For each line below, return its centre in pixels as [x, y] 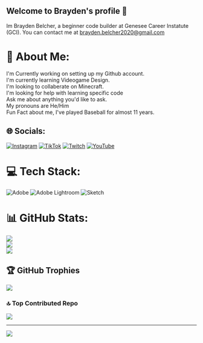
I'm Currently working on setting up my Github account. [76, 73]
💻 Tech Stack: [43, 171]
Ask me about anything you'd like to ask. [57, 99]
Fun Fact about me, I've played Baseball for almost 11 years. [80, 112]
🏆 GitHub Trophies [43, 270]
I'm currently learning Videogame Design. [58, 80]
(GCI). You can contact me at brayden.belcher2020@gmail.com [85, 32]
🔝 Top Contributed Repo [42, 304]
